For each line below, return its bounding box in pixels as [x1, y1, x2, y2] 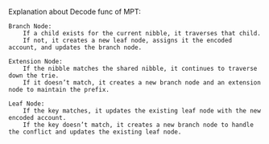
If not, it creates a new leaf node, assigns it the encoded [23, 36, 232, 44]
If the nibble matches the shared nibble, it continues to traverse [23, 64, 258, 72]
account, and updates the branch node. [8, 43, 143, 51]
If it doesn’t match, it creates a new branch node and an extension [23, 79, 262, 87]
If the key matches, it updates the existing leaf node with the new [23, 107, 262, 115]
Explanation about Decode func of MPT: [8, 7, 141, 16]
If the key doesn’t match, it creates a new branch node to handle [23, 121, 254, 129]
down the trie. [8, 72, 60, 80]
